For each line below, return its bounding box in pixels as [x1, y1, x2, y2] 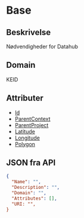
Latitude [14, 128, 36, 135]
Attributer [6, 93, 43, 103]
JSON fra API [6, 158, 56, 168]
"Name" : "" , [11, 179, 42, 185]
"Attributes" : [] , [11, 195, 58, 201]
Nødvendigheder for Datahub [6, 43, 79, 50]
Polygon [14, 140, 36, 147]
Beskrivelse [6, 27, 51, 37]
